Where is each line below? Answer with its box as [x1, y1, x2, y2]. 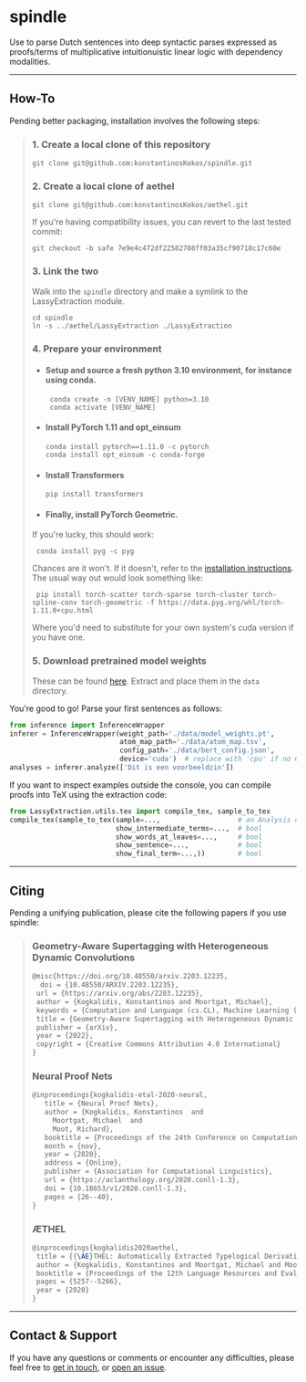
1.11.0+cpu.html [31, 606, 94, 615]
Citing [9, 883, 45, 898]
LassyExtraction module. [31, 295, 125, 307]
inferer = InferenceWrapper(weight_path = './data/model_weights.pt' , [9, 728, 275, 738]
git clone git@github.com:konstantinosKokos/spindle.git [31, 159, 253, 168]
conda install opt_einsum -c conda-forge [45, 450, 205, 459]
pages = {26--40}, [44, 1192, 114, 1201]
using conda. [45, 374, 97, 385]
